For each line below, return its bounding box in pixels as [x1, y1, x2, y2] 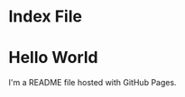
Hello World [8, 48, 98, 68]
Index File [8, 6, 83, 27]
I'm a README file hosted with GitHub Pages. [8, 77, 177, 88]
